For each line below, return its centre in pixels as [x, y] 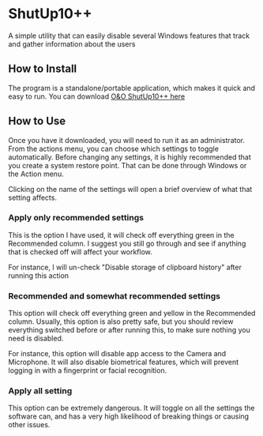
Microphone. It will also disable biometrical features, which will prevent [124, 362]
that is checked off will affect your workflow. [80, 252]
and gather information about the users [72, 43]
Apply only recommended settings [76, 218]
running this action [39, 275]
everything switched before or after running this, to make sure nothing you [129, 330]
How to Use [37, 121]
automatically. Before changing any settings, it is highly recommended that [130, 157]
